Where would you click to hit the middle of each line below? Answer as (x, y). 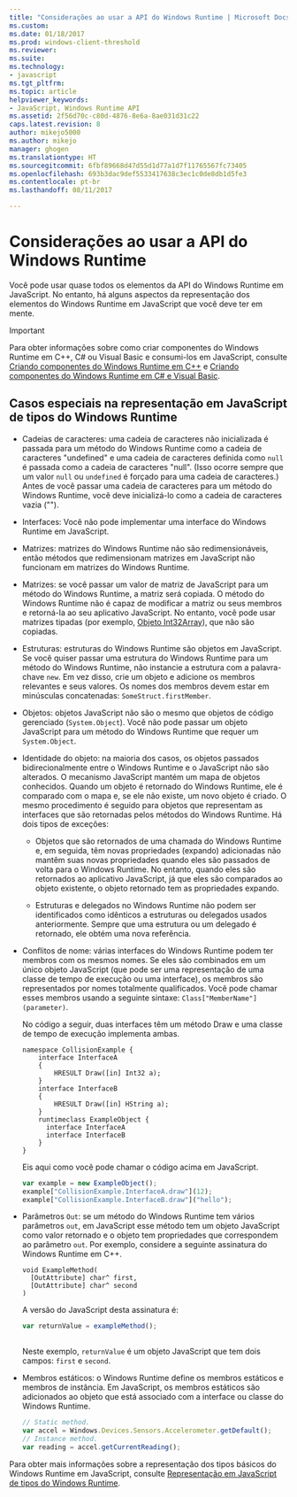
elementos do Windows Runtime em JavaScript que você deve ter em (136, 304)
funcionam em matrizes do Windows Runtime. (106, 567)
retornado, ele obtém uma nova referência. (113, 933)
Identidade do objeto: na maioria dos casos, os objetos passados (140, 758)
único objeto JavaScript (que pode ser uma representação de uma (143, 969)
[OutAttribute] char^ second (84, 1286)
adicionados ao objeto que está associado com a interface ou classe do (153, 1397)
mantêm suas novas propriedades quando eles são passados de (152, 860)
